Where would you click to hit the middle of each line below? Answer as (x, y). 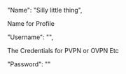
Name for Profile (31, 23)
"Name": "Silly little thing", (45, 10)
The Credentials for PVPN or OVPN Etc (63, 51)
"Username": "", (30, 37)
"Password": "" (29, 64)
